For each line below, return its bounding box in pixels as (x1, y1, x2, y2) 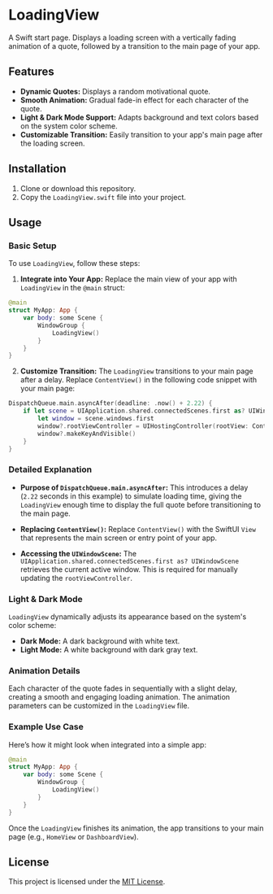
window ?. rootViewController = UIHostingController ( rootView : (37, 421, 249, 430)
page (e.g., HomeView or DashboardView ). (8, 831, 140, 841)
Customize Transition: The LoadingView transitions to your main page (19, 366, 253, 376)
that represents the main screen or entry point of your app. (19, 533, 218, 543)
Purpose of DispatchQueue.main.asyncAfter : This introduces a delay (19, 482, 249, 492)
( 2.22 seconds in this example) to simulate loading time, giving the (19, 491, 242, 501)
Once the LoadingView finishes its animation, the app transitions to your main (8, 823, 264, 833)
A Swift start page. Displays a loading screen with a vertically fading (8, 33, 236, 42)
